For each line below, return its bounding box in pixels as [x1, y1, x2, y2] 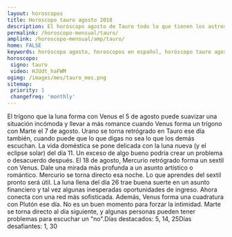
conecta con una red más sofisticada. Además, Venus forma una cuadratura [7, 193, 224, 200]
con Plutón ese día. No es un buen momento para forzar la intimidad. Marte [7, 200, 221, 208]
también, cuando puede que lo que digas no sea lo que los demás [7, 134, 195, 142]
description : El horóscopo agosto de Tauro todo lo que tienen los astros [7, 23, 227, 30]
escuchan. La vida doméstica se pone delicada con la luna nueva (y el [7, 142, 206, 150]
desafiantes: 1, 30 [7, 222, 57, 230]
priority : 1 [10, 87, 45, 94]
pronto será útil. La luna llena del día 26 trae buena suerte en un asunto [7, 178, 210, 186]
